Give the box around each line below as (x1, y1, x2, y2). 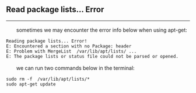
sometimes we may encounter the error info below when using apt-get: (16, 26, 188, 33)
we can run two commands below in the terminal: (16, 64, 135, 71)
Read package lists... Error (6, 5, 104, 15)
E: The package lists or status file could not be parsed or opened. (6, 53, 179, 59)
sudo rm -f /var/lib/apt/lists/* (6, 76, 90, 82)
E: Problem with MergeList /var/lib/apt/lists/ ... (6, 48, 137, 54)
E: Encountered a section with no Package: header (6, 43, 132, 49)
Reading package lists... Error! (6, 38, 87, 44)
